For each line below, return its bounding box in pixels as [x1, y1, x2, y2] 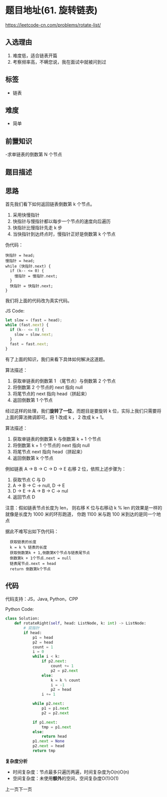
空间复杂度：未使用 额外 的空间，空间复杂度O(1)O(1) [12, 775, 119, 781]
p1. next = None [32, 739, 65, 744]
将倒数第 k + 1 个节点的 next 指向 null [12, 442, 90, 448]
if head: [23, 630, 42, 635]
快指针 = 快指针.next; [10, 284, 53, 289]
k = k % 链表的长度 [10, 545, 47, 550]
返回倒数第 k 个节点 [12, 455, 54, 461]
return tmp [32, 748, 56, 754]
